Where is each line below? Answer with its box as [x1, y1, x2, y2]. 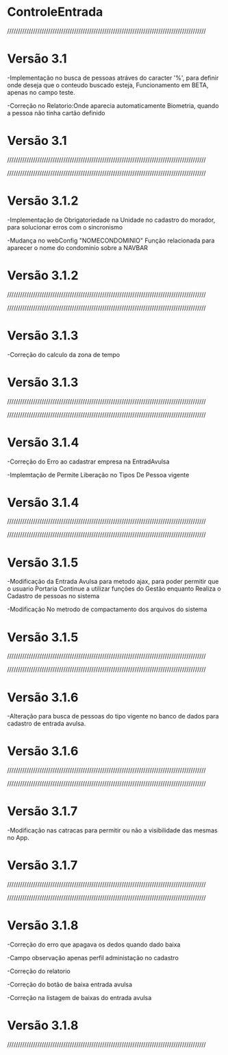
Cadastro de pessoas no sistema [7, 592, 100, 600]
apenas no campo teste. [7, 88, 75, 96]
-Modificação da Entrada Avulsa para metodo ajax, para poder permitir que [7, 578, 219, 586]
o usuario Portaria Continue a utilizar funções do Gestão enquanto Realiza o [7, 585, 221, 593]
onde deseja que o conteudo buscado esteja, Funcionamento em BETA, [7, 80, 209, 89]
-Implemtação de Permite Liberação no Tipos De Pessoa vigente [7, 470, 190, 479]
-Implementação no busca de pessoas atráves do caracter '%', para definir [7, 73, 219, 82]
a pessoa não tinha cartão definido [7, 109, 105, 117]
